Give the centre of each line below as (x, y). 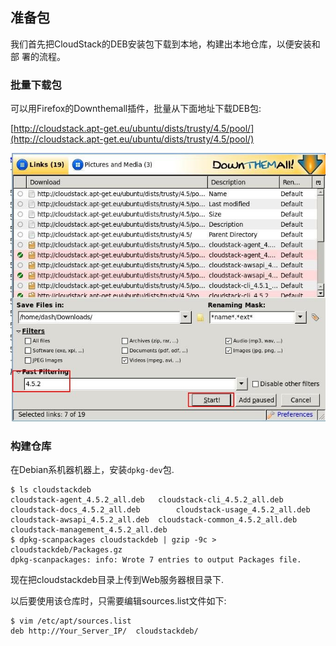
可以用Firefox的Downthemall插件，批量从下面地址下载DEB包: (136, 109)
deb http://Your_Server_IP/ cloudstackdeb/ (104, 631)
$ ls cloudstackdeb (51, 490)
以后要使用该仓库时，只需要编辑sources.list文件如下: (118, 601)
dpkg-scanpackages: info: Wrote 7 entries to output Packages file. (156, 560)
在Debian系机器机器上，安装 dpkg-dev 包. (92, 470)
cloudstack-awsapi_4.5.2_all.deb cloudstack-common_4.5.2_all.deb (154, 520)
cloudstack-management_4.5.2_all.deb (89, 530)
